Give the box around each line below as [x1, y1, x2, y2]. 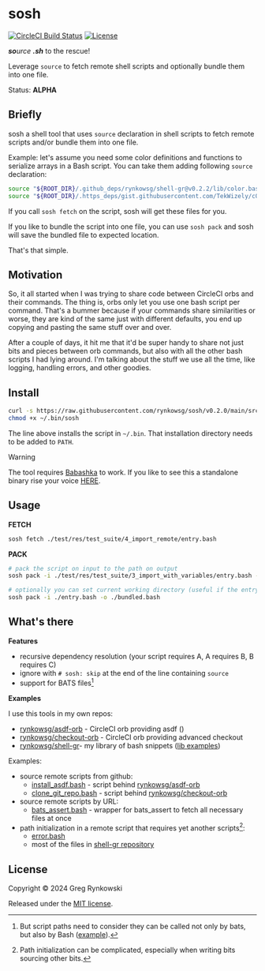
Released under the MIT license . [8, 899, 114, 908]
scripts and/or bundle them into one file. [8, 137, 139, 147]
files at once [31, 813, 73, 823]
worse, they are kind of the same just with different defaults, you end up [8, 314, 242, 324]
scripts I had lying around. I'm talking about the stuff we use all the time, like [8, 354, 256, 364]
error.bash [31, 831, 65, 841]
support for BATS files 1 [19, 677, 95, 688]
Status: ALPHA [8, 84, 58, 95]
